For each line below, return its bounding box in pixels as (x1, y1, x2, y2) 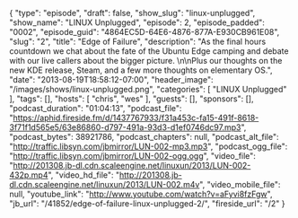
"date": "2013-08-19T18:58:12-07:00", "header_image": (9, 74, 214, 84)
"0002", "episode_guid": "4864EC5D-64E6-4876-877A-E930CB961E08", (9, 27, 280, 37)
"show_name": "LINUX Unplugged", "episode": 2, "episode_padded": (9, 17, 265, 28)
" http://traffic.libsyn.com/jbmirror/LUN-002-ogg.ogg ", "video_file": (9, 151, 256, 161)
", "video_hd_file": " (48, 170, 119, 180)
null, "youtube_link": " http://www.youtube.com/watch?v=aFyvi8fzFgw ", (9, 188, 273, 199)
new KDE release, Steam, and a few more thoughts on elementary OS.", (9, 65, 273, 75)
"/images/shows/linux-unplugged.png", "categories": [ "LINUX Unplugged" (9, 84, 287, 94)
